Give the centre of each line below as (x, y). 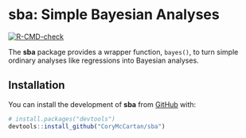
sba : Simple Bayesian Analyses (114, 15)
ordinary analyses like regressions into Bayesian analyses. (103, 60)
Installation (37, 85)
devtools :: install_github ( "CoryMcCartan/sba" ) (87, 126)
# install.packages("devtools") (62, 119)
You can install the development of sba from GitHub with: (102, 104)
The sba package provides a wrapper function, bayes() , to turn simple (123, 52)
